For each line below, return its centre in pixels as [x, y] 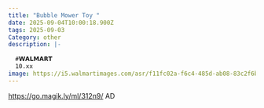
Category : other [35, 37]
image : [19, 74]
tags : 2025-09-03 [37, 30]
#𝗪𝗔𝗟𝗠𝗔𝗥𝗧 [34, 59]
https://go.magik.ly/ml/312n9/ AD [62, 95]
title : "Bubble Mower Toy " [54, 15]
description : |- [35, 45]
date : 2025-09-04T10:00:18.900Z [61, 23]
